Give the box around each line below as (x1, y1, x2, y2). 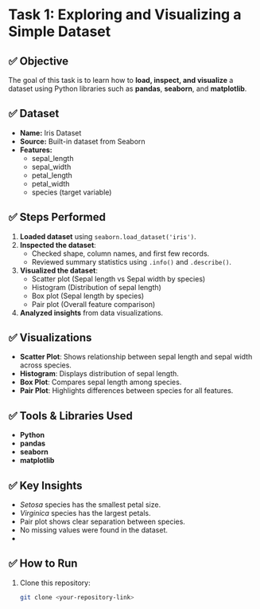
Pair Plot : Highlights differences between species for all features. (19, 386, 234, 395)
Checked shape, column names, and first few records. (31, 249, 210, 258)
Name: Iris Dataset (19, 128, 82, 137)
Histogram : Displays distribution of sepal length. (19, 369, 179, 379)
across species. (19, 360, 72, 370)
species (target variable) (31, 187, 112, 197)
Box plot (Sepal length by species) (31, 291, 145, 301)
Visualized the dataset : (19, 265, 98, 275)
